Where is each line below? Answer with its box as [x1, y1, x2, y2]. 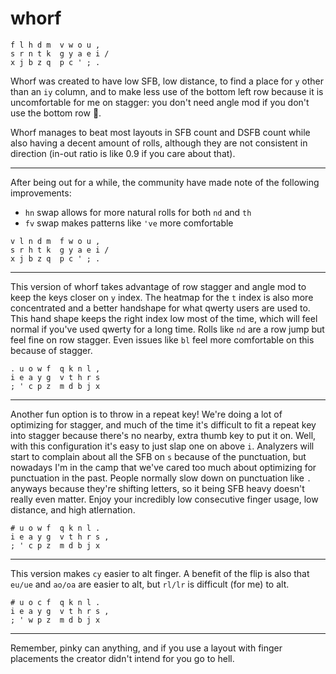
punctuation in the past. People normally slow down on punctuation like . [10, 472, 312, 484]
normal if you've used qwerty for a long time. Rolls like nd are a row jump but [10, 323, 325, 335]
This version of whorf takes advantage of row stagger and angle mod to [10, 280, 307, 292]
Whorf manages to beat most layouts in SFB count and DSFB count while [10, 126, 311, 138]
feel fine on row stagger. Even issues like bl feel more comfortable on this [10, 333, 315, 346]
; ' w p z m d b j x [10, 615, 101, 625]
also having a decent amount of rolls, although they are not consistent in [10, 137, 308, 149]
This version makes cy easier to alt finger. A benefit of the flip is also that [10, 567, 310, 579]
